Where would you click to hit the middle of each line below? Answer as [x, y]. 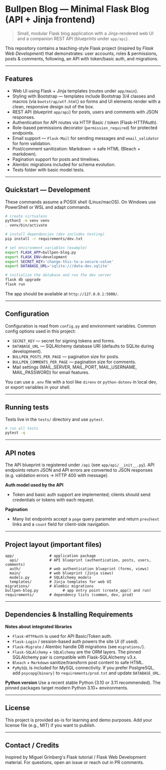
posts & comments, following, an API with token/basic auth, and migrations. [82, 58]
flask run [15, 285]
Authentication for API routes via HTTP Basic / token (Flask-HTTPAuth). [85, 122]
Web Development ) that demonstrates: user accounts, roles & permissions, [81, 53]
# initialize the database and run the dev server [58, 275]
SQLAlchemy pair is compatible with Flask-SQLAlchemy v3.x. [75, 657]
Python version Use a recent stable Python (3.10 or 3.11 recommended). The [83, 682]
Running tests [27, 408]
